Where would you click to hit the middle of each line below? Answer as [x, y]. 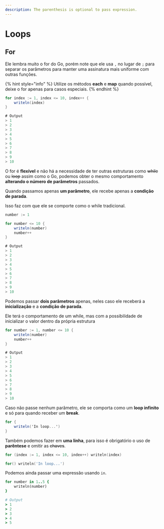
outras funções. [21, 74]
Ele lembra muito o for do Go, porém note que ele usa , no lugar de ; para [80, 64]
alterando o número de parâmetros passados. [52, 181]
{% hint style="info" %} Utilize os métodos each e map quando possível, [79, 84]
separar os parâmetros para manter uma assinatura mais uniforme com [77, 69]
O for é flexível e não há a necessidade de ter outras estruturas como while [82, 171]
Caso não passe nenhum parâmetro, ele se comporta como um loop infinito [82, 408]
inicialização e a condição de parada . [44, 306]
